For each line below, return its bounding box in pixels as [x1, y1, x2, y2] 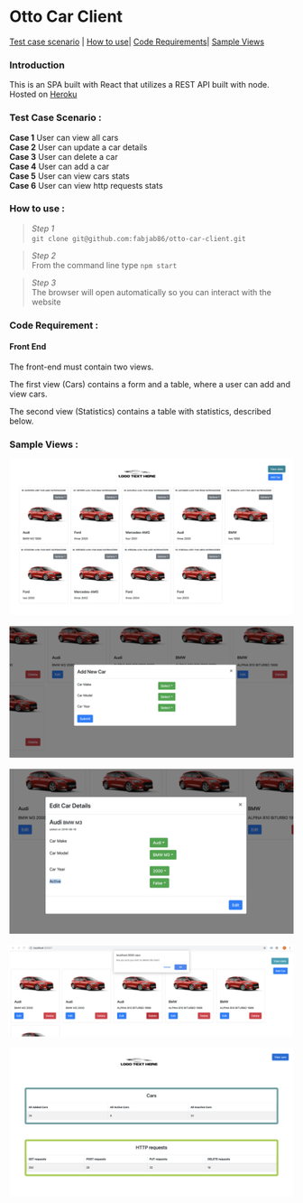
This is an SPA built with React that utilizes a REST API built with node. [9, 79, 270, 90]
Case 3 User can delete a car [9, 151, 119, 162]
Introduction [9, 59, 65, 71]
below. [9, 415, 34, 426]
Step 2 [31, 250, 57, 261]
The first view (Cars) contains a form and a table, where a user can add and [9, 378, 291, 389]
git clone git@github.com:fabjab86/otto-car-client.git [31, 234, 246, 243]
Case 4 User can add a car [9, 161, 110, 172]
